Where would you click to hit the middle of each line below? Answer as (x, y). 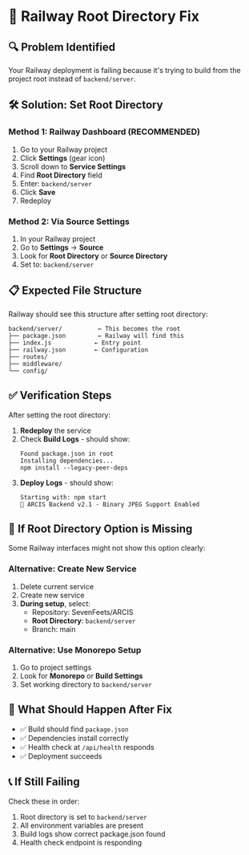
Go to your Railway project (64, 149)
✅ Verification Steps (60, 395)
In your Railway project (58, 238)
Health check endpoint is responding (81, 842)
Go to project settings (56, 668)
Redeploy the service (56, 430)
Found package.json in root (66, 454)
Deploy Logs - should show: (66, 482)
